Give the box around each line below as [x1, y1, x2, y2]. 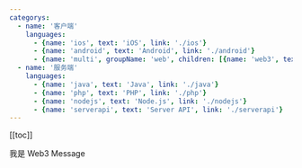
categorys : [9, 13, 50, 22]
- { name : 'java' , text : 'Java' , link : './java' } [32, 80, 219, 89]
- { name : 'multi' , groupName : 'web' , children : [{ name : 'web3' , [32, 55, 280, 64]
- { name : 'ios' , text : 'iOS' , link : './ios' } [32, 38, 207, 48]
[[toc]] [9, 129, 33, 140]
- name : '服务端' [17, 64, 78, 73]
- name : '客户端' [17, 22, 78, 31]
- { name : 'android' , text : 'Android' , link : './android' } [32, 47, 255, 56]
